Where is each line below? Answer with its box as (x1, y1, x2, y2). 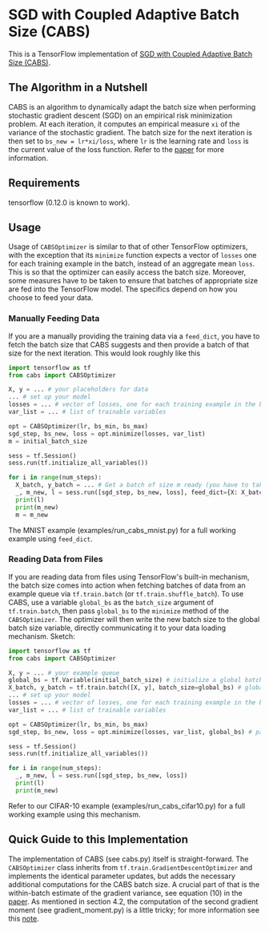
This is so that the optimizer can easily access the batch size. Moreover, (8, 267, 247, 277)
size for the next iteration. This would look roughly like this (8, 348, 201, 358)
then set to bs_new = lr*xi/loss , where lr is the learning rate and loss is (8, 136, 250, 146)
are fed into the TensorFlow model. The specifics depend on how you (8, 284, 238, 294)
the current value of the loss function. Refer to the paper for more (8, 144, 225, 154)
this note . (8, 913, 39, 923)
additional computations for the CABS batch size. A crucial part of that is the (8, 879, 260, 889)
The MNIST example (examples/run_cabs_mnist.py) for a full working (8, 525, 236, 535)
